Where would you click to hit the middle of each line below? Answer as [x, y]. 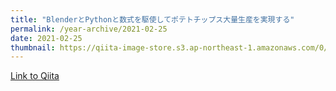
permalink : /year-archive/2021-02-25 [89, 29]
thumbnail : [33, 47]
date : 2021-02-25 [46, 38]
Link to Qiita [35, 76]
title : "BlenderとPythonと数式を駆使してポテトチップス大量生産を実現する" [152, 19]
